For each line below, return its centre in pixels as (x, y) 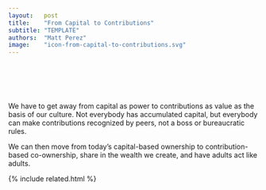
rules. (17, 131)
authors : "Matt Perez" (48, 38)
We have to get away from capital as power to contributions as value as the (131, 106)
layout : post (33, 15)
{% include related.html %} (52, 179)
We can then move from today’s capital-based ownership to (106, 146)
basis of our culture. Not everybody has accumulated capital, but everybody (133, 115)
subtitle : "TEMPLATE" (44, 30)
